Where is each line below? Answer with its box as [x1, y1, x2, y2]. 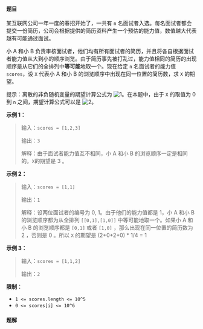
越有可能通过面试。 [6, 35, 54, 42]
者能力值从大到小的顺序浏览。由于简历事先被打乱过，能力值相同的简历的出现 [6, 55, 197, 62]
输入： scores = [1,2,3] [21, 124, 81, 131]
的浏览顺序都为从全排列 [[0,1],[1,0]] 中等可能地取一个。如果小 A [21, 216, 187, 224]
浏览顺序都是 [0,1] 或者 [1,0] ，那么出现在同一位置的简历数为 [38, 224, 193, 231]
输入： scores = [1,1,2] [21, 258, 81, 265]
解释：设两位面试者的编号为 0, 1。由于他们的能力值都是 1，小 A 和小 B [21, 209, 195, 216]
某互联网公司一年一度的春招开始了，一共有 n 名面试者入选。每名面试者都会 [6, 19, 192, 27]
